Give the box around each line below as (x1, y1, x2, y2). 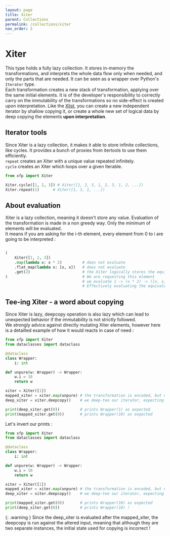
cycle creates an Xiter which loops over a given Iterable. (5, 163, 122, 169)
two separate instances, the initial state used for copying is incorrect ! (5, 525, 151, 531)
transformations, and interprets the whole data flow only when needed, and (5, 71, 163, 77)
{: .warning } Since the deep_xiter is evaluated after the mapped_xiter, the (5, 514, 158, 520)
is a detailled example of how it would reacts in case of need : (5, 327, 134, 333)
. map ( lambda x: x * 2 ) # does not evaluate (14, 260, 125, 265)
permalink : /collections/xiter (5, 21, 71, 27)
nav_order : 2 (5, 26, 33, 31)
